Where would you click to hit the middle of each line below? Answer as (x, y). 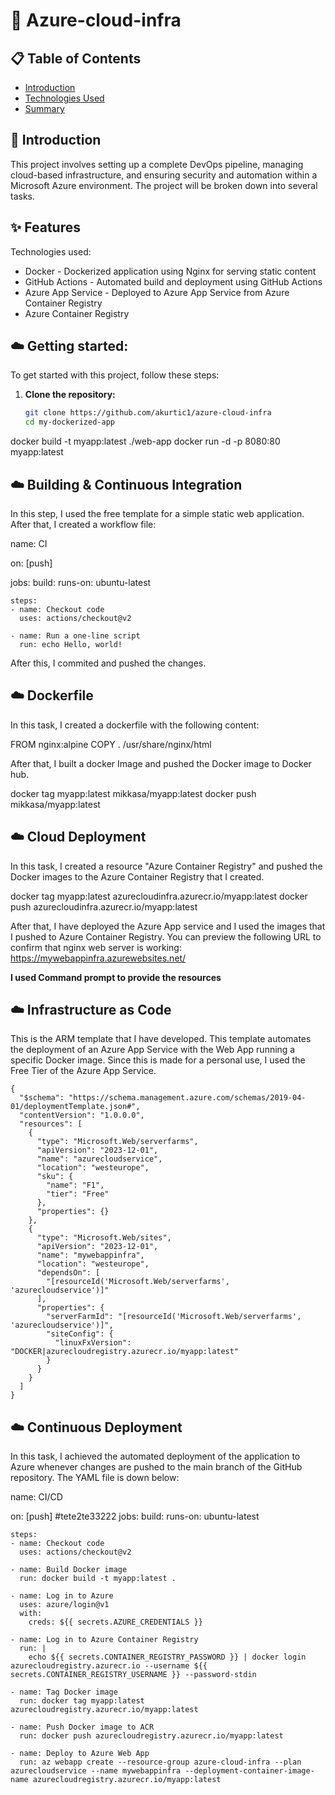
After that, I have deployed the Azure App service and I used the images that (168, 926)
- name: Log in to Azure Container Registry (104, 1640)
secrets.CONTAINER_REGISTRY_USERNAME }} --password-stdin (133, 1675)
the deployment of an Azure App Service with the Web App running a (153, 1050)
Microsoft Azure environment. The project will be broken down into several (164, 185)
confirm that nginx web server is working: (96, 947)
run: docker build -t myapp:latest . (98, 1579)
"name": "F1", (75, 1185)
